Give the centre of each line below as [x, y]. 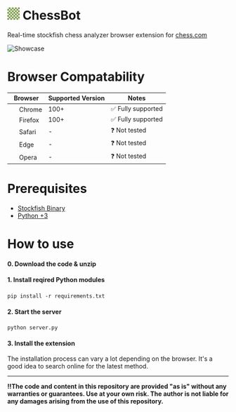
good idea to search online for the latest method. [78, 366]
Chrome [31, 109]
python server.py [33, 328]
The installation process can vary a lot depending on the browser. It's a [110, 359]
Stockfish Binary [41, 208]
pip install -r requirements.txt [56, 296]
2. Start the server [34, 312]
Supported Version [77, 98]
